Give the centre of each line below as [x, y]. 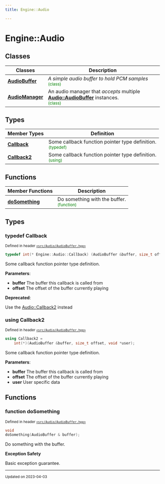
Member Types [26, 134]
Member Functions [30, 191]
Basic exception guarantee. [33, 463]
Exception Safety [23, 454]
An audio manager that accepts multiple [94, 91]
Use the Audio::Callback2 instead [39, 307]
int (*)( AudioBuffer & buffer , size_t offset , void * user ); [74, 343]
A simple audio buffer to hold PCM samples [98, 78]
